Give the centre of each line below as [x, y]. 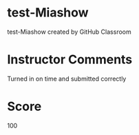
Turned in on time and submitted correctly [67, 79]
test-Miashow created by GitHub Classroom [69, 32]
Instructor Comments [70, 60]
